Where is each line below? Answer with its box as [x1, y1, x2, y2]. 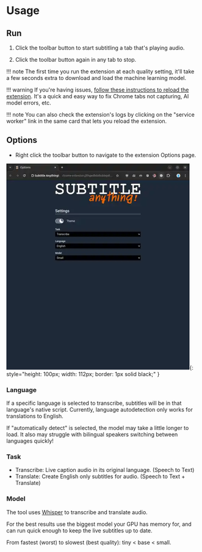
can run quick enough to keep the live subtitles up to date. [6, 526, 153, 534]
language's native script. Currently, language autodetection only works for [6, 406, 193, 413]
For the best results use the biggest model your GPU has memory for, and [6, 520, 192, 528]
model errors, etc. [6, 99, 52, 106]
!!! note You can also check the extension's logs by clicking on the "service [6, 111, 195, 118]
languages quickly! [6, 437, 54, 445]
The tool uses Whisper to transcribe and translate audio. [6, 508, 148, 516]
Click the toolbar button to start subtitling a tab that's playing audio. [15, 44, 185, 51]
